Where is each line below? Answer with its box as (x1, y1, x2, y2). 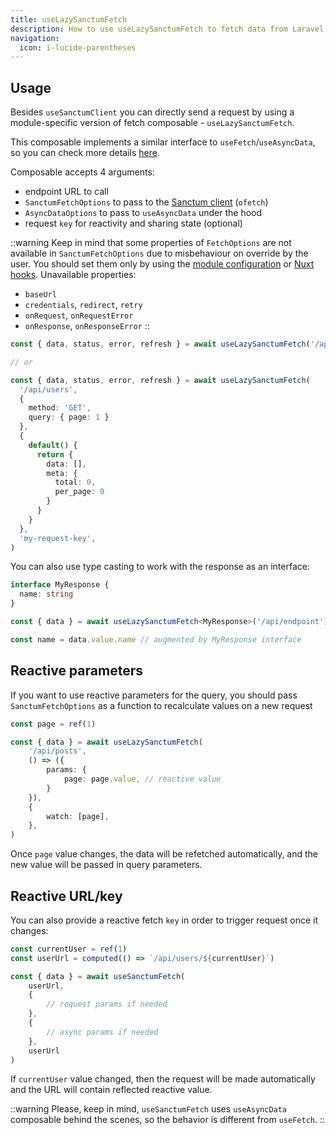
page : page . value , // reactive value (63, 774, 222, 784)
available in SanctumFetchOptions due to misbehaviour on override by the (10, 247, 309, 260)
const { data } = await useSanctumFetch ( (10, 971, 186, 981)
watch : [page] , (46, 811, 110, 821)
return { (36, 449, 74, 460)
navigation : (10, 33, 60, 43)
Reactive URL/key (10, 887, 123, 905)
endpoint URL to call (24, 186, 109, 198)
